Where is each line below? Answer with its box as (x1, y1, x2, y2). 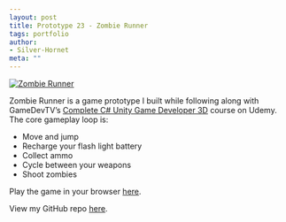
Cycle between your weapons (21, 160, 131, 170)
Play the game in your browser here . (9, 187, 142, 196)
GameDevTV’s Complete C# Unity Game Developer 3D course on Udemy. (9, 105, 277, 115)
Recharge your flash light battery (21, 141, 143, 151)
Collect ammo (21, 150, 73, 160)
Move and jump (21, 132, 80, 142)
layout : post (9, 12, 58, 22)
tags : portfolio (9, 29, 69, 38)
